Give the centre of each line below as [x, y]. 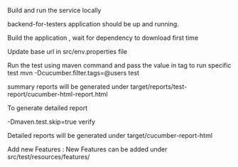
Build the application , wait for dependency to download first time [103, 38]
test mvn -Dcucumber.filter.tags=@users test [74, 73]
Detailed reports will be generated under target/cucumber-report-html [110, 135]
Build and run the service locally [54, 10]
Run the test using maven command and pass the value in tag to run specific [119, 65]
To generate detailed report [48, 108]
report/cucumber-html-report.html [58, 94]
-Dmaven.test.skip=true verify [52, 122]
